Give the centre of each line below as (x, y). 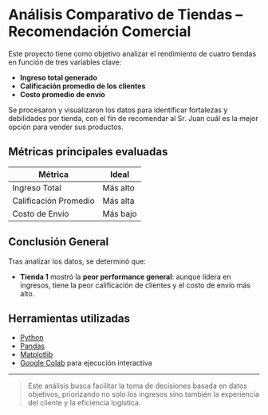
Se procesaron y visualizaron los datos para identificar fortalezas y (118, 110)
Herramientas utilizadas (69, 318)
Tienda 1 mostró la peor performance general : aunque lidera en (125, 276)
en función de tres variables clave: (65, 62)
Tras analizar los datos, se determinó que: (77, 261)
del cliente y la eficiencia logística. (84, 403)
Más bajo (120, 213)
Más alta (118, 201)
